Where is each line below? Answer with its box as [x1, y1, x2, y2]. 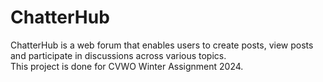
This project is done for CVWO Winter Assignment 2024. [10, 60, 244, 72]
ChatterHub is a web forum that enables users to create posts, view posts [10, 39, 314, 51]
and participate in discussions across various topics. [10, 49, 227, 61]
